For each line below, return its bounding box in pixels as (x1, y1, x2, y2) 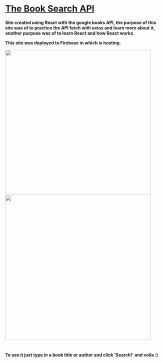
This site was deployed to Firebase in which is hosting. (5, 39, 121, 45)
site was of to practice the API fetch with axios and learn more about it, (5, 24, 155, 30)
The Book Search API (5, 3, 94, 14)
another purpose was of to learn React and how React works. (5, 30, 135, 36)
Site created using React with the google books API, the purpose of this (5, 19, 156, 25)
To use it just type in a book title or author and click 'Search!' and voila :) (5, 352, 158, 358)
